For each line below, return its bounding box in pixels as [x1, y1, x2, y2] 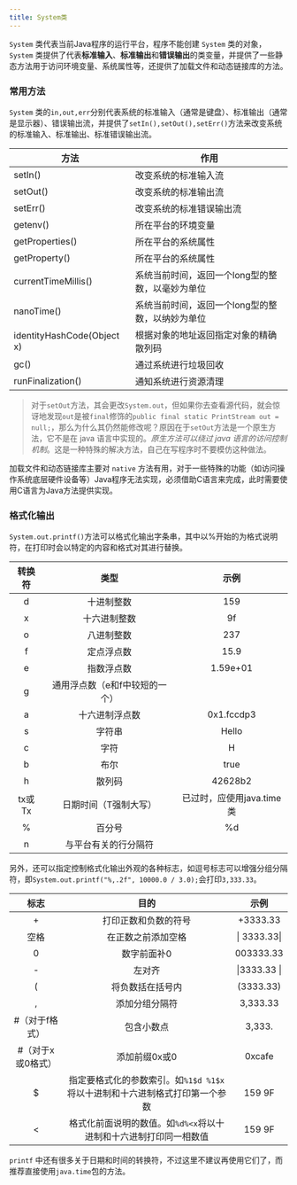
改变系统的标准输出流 [135, 185, 225, 198]
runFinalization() [13, 374, 82, 386]
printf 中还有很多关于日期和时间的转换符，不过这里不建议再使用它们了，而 [9, 1155, 283, 1166]
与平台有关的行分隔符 [65, 838, 155, 851]
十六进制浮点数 [78, 709, 141, 721]
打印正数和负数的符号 [102, 915, 192, 927]
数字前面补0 [121, 947, 172, 960]
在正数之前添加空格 [106, 932, 187, 944]
